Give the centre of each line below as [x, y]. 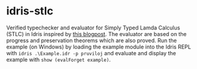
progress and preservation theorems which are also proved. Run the [92, 40]
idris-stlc [30, 11]
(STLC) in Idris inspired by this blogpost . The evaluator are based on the [96, 34]
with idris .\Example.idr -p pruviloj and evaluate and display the [91, 53]
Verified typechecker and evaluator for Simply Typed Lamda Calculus [93, 28]
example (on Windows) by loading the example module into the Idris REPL [99, 47]
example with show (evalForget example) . [59, 59]
